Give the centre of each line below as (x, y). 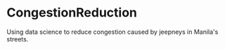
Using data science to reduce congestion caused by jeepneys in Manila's (112, 32)
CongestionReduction (72, 13)
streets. (18, 39)
